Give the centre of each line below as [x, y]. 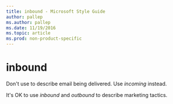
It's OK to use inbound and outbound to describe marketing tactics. [87, 95]
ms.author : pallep [28, 22]
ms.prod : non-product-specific [44, 39]
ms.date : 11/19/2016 [31, 28]
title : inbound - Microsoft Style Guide [56, 11]
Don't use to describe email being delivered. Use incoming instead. [86, 84]
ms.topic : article [28, 33]
